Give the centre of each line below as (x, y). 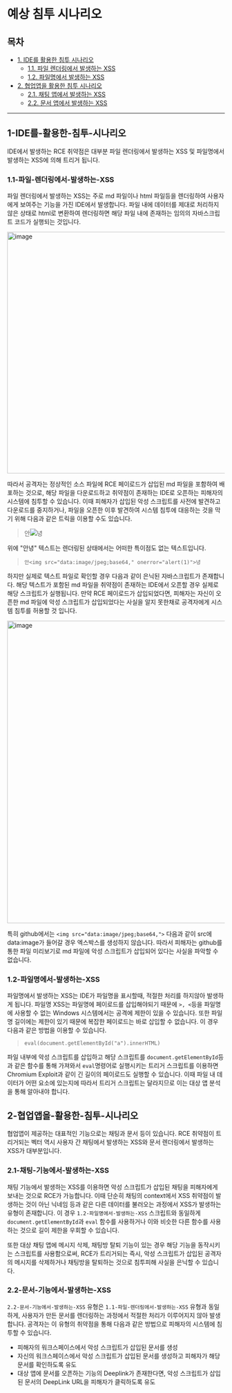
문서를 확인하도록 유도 (47, 1364)
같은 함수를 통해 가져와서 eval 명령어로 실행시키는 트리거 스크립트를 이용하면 (116, 1066)
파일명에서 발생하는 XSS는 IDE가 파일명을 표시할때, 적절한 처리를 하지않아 (106, 995)
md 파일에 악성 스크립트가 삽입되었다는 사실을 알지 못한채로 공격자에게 (115, 602)
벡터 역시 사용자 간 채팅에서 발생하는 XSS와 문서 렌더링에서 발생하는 (122, 1142)
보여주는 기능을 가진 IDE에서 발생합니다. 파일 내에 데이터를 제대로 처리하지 (119, 205)
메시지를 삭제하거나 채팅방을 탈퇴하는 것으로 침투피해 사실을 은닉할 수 (107, 1262)
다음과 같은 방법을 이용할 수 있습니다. (57, 1030)
